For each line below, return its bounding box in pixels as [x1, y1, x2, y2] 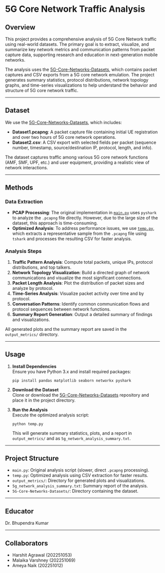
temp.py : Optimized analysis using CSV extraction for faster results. [12, 473, 148, 478]
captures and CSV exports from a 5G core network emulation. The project [5, 72, 155, 77]
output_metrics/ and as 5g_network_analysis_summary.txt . [12, 435, 131, 441]
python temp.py [12, 421, 44, 426]
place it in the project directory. [12, 397, 76, 403]
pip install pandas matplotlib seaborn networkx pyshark [12, 378, 132, 383]
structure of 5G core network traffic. [5, 88, 79, 93]
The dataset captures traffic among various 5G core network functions [5, 154, 148, 160]
